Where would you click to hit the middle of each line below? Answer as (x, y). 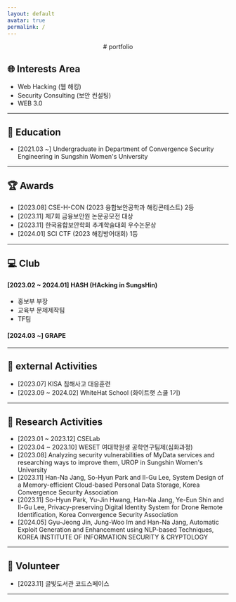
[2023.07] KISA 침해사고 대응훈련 (64, 384)
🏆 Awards (31, 186)
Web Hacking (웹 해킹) (50, 87)
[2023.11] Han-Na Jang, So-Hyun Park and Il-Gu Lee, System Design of (120, 478)
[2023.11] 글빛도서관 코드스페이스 (64, 584)
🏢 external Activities (52, 366)
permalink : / (26, 27)
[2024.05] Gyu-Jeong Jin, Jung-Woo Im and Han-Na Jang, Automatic (118, 522)
